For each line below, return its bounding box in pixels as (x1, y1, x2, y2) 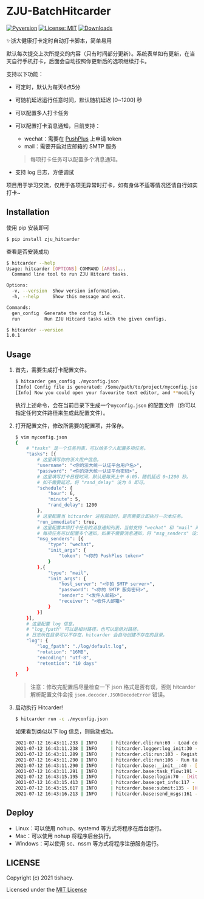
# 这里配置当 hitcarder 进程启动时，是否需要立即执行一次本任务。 (37, 513, 186, 519)
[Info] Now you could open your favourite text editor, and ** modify (15, 389, 195, 396)
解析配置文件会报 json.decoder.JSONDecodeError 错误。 (30, 691, 168, 698)
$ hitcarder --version (6, 327, 64, 333)
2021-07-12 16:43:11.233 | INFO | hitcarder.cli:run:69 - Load (15, 740, 190, 746)
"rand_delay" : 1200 (47, 502, 97, 509)
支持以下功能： (6, 70, 44, 77)
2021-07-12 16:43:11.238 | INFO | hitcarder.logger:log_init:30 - (15, 746, 198, 752)
